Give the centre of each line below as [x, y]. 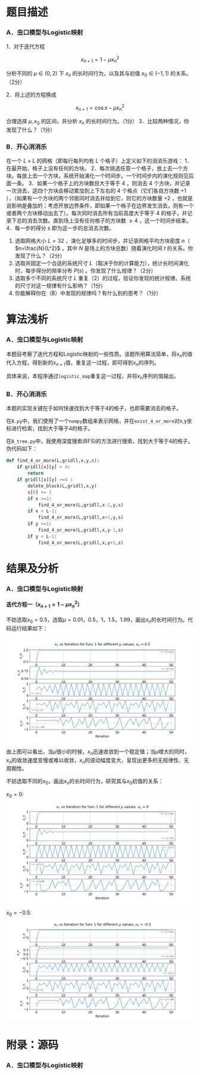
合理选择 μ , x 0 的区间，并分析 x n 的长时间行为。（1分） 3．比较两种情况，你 [98, 122]
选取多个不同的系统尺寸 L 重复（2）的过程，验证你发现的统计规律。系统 [103, 278]
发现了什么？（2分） [40, 256]
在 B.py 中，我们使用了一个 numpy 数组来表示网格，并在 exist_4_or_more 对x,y [97, 421]
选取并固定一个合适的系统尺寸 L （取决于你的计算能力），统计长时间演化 [102, 263]
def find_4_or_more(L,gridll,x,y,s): [53, 461]
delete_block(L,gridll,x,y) [62, 486]
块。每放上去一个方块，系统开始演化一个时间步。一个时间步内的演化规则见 [97, 176]
